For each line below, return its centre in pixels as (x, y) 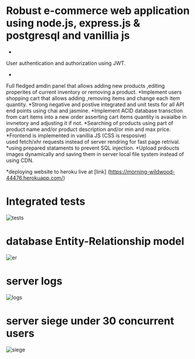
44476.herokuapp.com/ (35, 178)
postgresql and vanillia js (68, 36)
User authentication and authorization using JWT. (66, 63)
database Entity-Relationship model (95, 241)
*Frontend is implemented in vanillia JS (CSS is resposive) (76, 135)
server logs (34, 281)
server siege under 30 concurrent (90, 321)
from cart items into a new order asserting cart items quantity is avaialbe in (96, 117)
